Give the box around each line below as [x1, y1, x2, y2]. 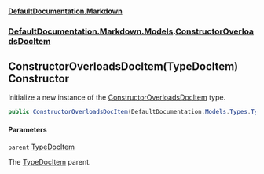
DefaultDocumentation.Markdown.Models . [8, 26, 176, 37]
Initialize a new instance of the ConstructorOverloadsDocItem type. [8, 92, 226, 102]
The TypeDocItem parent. [8, 158, 92, 167]
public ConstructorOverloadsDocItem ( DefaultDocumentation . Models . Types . [8, 108, 251, 116]
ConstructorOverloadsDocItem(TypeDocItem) [8, 60, 239, 73]
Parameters [8, 125, 47, 134]
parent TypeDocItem [8, 142, 75, 152]
